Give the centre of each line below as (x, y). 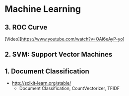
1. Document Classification (47, 71)
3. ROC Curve (26, 27)
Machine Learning (43, 9)
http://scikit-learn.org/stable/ (41, 83)
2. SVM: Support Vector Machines (59, 54)
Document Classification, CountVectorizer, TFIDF (69, 88)
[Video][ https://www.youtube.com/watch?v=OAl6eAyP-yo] (64, 39)
